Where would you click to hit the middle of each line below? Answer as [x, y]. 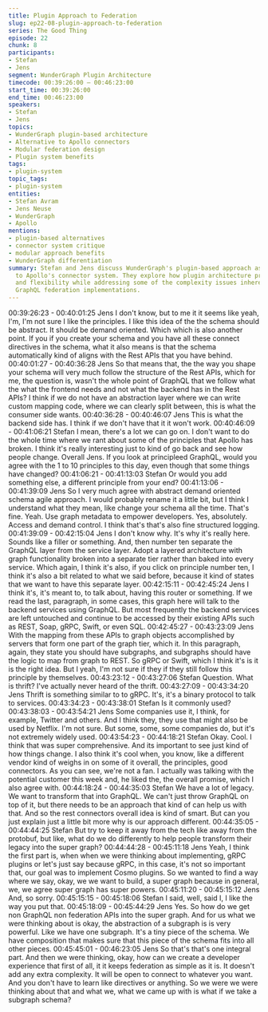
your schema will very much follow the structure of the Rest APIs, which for [132, 372]
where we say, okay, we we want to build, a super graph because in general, [134, 881]
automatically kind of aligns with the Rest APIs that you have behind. [120, 355]
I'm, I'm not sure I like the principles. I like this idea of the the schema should [134, 321]
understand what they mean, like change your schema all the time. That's [129, 508]
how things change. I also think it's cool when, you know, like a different [126, 754]
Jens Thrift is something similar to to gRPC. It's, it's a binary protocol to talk [132, 694]
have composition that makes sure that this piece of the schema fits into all [131, 940]
